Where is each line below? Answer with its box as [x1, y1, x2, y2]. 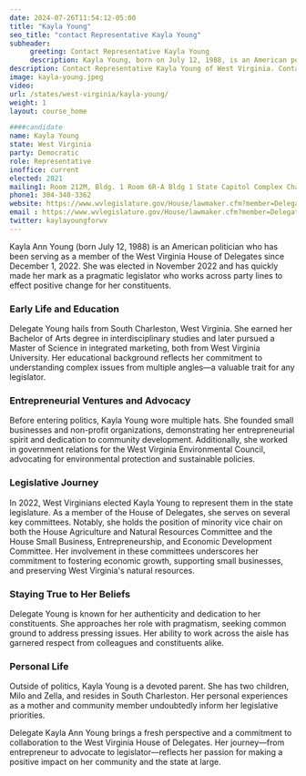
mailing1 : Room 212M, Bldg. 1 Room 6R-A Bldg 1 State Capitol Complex [9, 182, 283, 191]
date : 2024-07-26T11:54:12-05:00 [9, 13, 137, 23]
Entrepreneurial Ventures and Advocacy [9, 393, 191, 406]
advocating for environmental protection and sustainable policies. [9, 454, 256, 465]
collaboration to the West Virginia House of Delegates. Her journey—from [9, 737, 285, 748]
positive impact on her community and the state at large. [9, 757, 221, 768]
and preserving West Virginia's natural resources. [9, 565, 196, 576]
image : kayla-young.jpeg [9, 73, 104, 82]
